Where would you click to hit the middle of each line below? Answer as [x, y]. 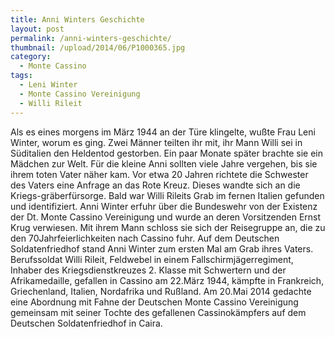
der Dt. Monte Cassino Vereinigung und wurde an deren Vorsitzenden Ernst [166, 217]
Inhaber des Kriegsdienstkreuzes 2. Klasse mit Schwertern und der [148, 270]
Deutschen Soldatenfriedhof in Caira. [86, 323]
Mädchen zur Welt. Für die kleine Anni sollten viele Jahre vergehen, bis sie [164, 163]
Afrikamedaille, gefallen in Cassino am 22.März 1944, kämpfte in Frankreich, [167, 280]
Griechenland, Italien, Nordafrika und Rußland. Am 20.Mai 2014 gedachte [161, 291]
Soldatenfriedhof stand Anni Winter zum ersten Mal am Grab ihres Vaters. [162, 248]
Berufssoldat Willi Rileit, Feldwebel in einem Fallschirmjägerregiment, [152, 259]
